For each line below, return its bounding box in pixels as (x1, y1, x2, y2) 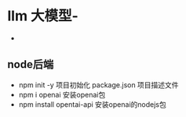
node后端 (7, 58, 54, 71)
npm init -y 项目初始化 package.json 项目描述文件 (18, 80, 179, 90)
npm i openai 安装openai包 (18, 90, 106, 99)
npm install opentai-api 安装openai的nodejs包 (18, 99, 166, 109)
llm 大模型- (7, 7, 79, 25)
